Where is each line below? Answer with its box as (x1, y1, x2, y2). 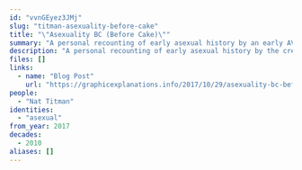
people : (9, 88, 39, 97)
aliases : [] (9, 147, 54, 156)
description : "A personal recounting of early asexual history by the (9, 47, 280, 56)
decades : (9, 130, 42, 139)
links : (9, 64, 34, 73)
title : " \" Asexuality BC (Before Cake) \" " (9, 30, 171, 39)
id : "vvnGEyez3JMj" (9, 13, 83, 22)
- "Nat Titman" (17, 96, 75, 106)
